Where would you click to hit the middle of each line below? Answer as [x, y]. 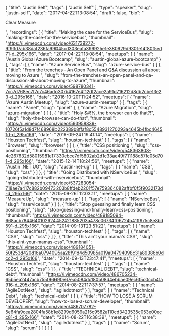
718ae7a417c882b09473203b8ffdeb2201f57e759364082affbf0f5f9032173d [84, 188]
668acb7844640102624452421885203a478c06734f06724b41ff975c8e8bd [84, 220]
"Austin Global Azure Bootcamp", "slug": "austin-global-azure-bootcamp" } [83, 59]
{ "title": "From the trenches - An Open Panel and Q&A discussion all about [83, 70]
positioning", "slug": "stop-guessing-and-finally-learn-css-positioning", [79, 210]
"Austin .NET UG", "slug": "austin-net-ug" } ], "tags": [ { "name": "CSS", [79, 167]
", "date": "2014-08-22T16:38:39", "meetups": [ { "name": [96, 317]
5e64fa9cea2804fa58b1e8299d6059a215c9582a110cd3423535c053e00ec [84, 312]
